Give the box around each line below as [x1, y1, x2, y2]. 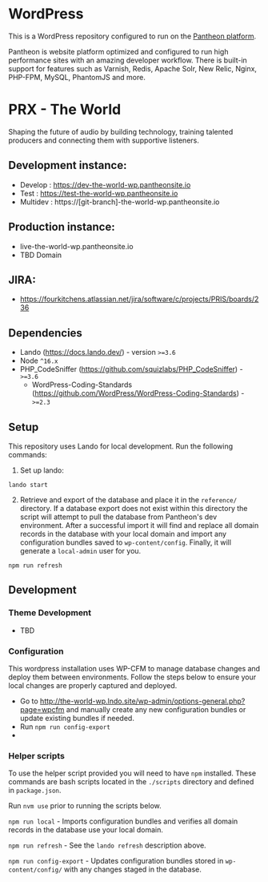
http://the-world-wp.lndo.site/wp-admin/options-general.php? [39, 696, 246, 706]
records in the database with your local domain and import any [19, 529, 226, 538]
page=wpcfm [19, 704, 65, 714]
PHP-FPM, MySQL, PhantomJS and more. [8, 72, 146, 82]
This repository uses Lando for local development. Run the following [8, 441, 234, 451]
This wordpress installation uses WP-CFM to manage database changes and [8, 663, 261, 673]
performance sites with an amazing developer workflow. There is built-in [8, 55, 248, 65]
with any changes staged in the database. [63, 864, 202, 874]
